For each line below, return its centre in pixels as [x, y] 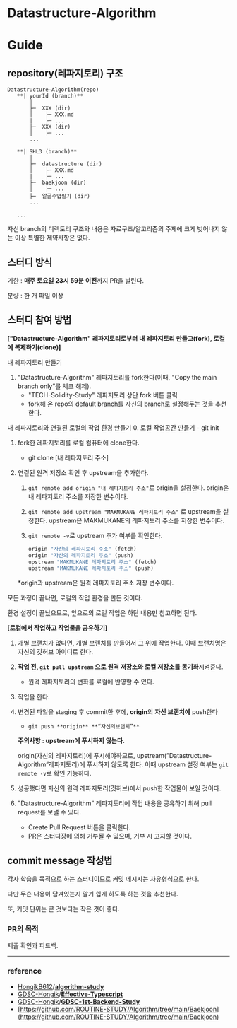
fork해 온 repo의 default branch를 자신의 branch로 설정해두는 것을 [121, 404]
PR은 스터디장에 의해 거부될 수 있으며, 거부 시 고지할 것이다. [110, 836]
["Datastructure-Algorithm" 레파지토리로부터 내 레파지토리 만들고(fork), [110, 338]
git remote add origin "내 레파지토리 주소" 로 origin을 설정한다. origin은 [128, 487]
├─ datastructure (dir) [66, 164]
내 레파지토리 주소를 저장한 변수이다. [78, 496]
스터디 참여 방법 [39, 320]
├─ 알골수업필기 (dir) [60, 197]
